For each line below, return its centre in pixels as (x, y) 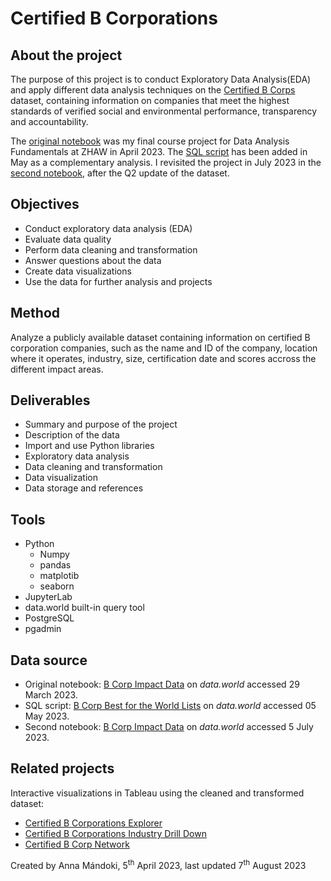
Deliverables (50, 400)
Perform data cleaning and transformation (111, 249)
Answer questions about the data (93, 260)
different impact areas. (57, 369)
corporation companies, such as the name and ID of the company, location (164, 348)
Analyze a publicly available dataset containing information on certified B (160, 337)
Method (35, 313)
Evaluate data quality (68, 239)
